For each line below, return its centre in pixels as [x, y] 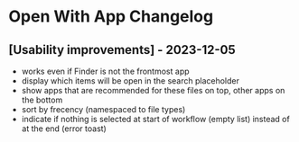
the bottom [42, 100]
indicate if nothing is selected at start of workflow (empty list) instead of [155, 119]
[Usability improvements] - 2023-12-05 [122, 50]
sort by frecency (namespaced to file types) [103, 109]
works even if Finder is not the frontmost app [106, 71]
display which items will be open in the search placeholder [131, 81]
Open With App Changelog [111, 17]
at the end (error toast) [64, 129]
